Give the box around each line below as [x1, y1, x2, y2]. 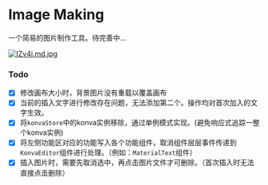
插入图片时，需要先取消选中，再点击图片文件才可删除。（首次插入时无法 [19, 158, 254, 167]
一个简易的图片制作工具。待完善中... [8, 33, 127, 42]
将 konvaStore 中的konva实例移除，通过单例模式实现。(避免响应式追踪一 [19, 118, 253, 128]
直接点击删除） [19, 167, 69, 177]
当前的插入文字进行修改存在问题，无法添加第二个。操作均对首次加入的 [19, 98, 251, 108]
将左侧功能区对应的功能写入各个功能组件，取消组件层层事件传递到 [19, 138, 237, 148]
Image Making [8, 6, 104, 24]
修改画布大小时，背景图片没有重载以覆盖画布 [19, 88, 167, 97]
